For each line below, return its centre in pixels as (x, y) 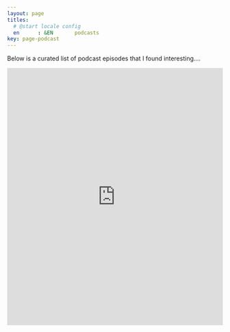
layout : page (26, 13)
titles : (18, 20)
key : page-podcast (33, 39)
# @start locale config (47, 26)
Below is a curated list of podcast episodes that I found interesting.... (104, 58)
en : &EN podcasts (56, 33)
